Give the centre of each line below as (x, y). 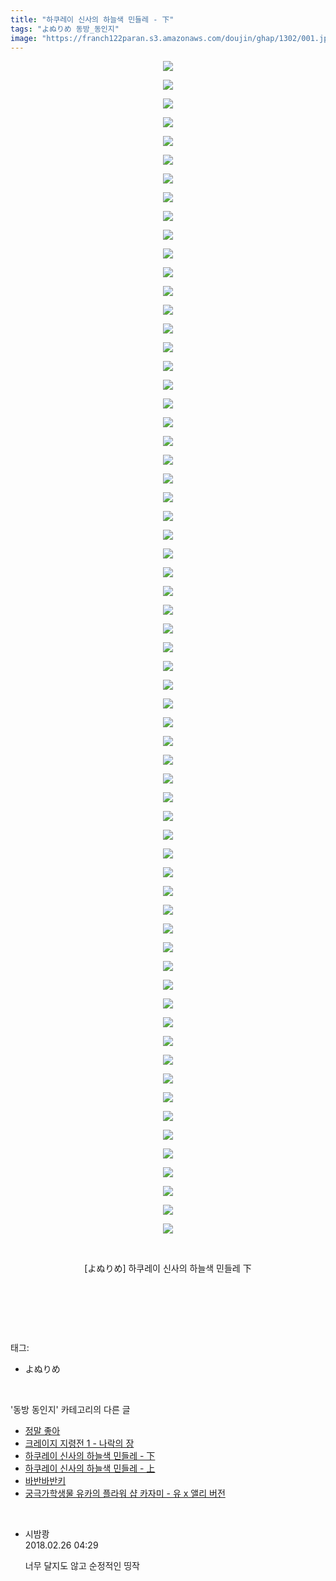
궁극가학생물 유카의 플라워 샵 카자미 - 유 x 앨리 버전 (125, 1493)
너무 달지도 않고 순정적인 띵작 (82, 1566)
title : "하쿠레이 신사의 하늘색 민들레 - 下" (92, 19)
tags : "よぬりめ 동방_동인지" (65, 29)
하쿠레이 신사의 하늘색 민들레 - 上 (90, 1468)
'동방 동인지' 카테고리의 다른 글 (70, 1410)
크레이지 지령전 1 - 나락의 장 (79, 1443)
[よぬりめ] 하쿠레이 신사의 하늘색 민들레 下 (168, 1268)
